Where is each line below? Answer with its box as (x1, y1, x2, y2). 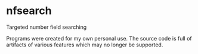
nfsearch (6, 4, 52, 18)
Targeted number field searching (6, 23, 87, 31)
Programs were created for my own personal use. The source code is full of (6, 35, 192, 42)
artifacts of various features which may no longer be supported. (6, 41, 163, 48)
